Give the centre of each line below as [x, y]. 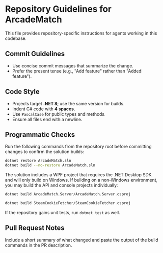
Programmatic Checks [40, 135]
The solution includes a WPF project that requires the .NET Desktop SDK [78, 175]
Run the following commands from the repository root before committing [79, 147]
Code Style [22, 92]
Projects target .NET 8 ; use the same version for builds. [68, 103]
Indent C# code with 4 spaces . [43, 109]
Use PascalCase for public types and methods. [59, 114]
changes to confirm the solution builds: [45, 152]
